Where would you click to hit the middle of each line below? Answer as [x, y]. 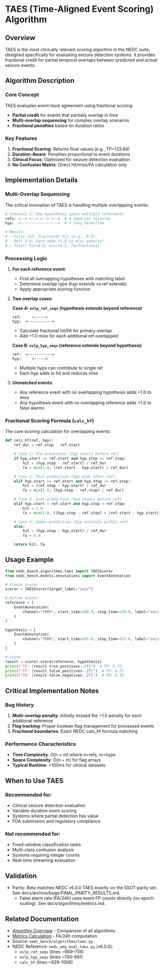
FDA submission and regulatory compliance [56, 821]
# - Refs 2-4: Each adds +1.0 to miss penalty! [55, 241]
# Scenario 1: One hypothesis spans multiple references [65, 214]
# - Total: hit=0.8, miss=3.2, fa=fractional [52, 246]
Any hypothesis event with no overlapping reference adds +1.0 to [85, 403]
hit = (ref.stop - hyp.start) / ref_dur [65, 486]
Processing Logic [26, 258]
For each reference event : [39, 269]
